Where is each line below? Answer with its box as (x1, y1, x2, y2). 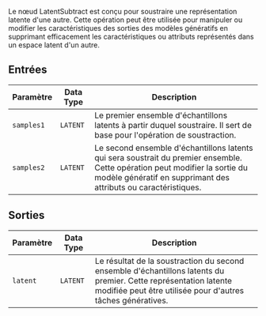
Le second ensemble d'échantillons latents (94, 142, 253, 153)
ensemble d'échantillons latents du (94, 265, 225, 276)
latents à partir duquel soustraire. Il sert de (94, 119, 252, 130)
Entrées (8, 63, 47, 77)
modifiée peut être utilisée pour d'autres (94, 284, 244, 295)
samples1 (12, 120, 45, 130)
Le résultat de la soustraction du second (94, 255, 245, 266)
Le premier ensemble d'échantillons (94, 110, 228, 121)
